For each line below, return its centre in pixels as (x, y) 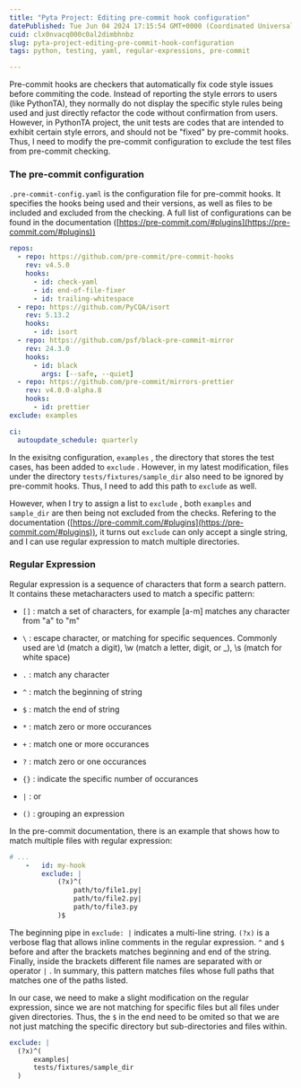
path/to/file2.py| (107, 899)
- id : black (55, 365)
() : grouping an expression (73, 813)
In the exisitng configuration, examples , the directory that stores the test (142, 457)
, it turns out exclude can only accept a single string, (192, 531)
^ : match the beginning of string (82, 691)
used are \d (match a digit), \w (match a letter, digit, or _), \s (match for (152, 647)
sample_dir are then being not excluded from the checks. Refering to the (143, 513)
